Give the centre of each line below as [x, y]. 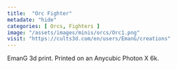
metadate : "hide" [32, 20]
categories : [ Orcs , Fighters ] [53, 26]
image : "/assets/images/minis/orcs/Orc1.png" [73, 32]
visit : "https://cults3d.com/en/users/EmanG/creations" [89, 39]
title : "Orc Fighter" [40, 13]
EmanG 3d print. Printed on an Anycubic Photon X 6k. [83, 58]
